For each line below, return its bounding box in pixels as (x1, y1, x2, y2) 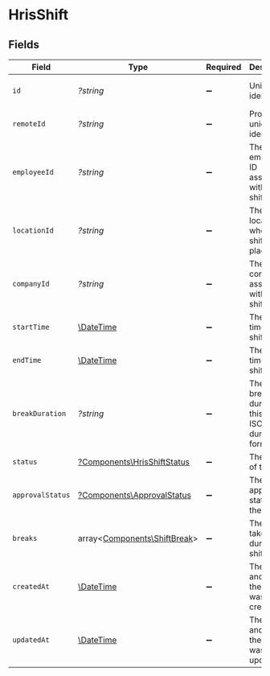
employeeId (12, 167, 54, 176)
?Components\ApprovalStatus (77, 489, 191, 501)
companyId (12, 279, 50, 288)
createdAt (12, 582, 50, 591)
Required (206, 62, 242, 72)
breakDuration (12, 409, 67, 418)
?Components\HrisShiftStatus (77, 456, 190, 468)
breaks (12, 534, 38, 542)
